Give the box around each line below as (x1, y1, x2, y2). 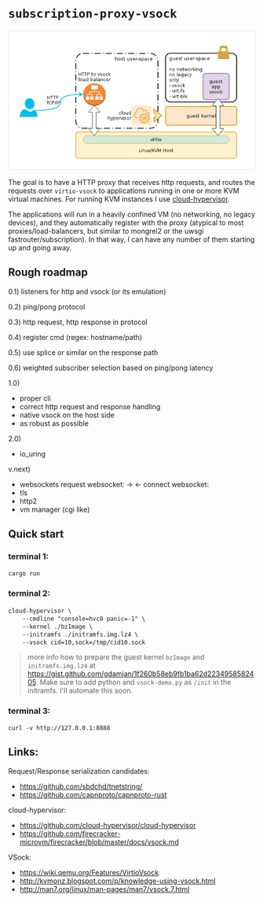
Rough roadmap (8, 266, 88, 279)
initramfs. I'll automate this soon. (27, 686, 133, 695)
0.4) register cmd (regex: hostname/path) (8, 332, 143, 342)
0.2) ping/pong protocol (8, 301, 86, 311)
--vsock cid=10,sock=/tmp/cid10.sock (22, 638, 146, 646)
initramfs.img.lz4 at (27, 660, 96, 670)
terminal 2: (8, 588, 51, 599)
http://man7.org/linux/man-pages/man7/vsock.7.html (19, 884, 190, 893)
